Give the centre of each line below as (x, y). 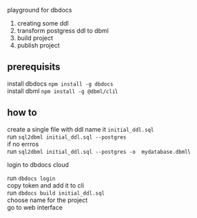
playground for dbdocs (40, 10)
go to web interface (35, 207)
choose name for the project (48, 200)
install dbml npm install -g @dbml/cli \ (62, 91)
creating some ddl (43, 23)
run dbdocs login (31, 178)
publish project (38, 45)
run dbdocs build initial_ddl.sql (56, 192)
